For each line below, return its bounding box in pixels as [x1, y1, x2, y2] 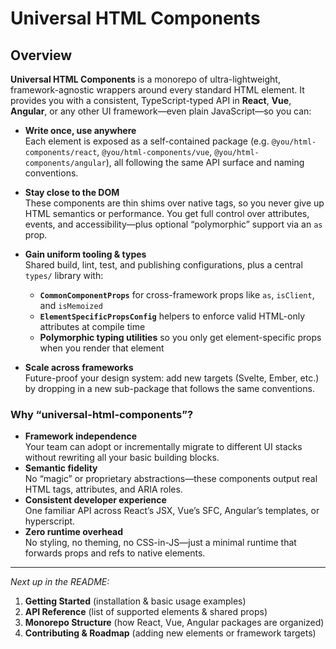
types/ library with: [24, 270, 104, 281]
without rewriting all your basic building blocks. [24, 452, 220, 464]
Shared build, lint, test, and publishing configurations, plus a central [24, 259, 303, 271]
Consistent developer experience [24, 494, 167, 506]
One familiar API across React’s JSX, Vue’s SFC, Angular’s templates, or [24, 505, 320, 517]
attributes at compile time [39, 321, 146, 332]
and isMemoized [39, 300, 103, 311]
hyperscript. [24, 515, 76, 527]
